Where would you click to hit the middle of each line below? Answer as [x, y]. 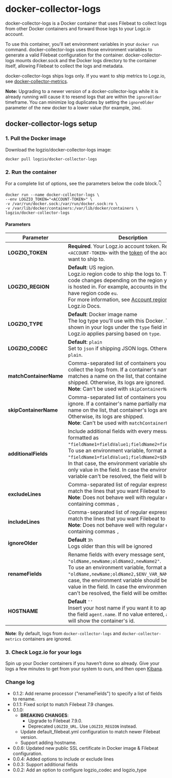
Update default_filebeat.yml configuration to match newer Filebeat [90, 731]
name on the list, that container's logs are [118, 410]
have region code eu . [93, 293]
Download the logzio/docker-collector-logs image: [58, 150]
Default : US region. [91, 268]
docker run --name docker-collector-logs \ [52, 195]
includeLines [24, 522]
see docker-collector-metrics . [37, 81]
